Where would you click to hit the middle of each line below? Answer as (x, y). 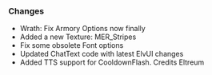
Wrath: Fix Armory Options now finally (82, 29)
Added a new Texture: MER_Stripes (78, 37)
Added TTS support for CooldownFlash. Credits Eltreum (112, 62)
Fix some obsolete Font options (72, 45)
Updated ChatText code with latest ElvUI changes (102, 54)
